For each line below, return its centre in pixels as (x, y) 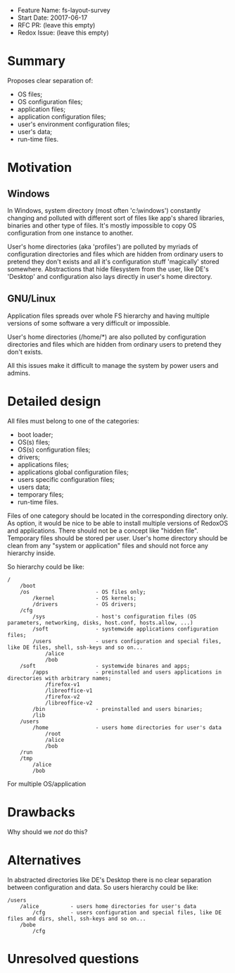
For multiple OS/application (47, 783)
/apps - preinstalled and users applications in (127, 672)
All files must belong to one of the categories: (73, 421)
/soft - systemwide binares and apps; (105, 666)
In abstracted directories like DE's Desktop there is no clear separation (110, 879)
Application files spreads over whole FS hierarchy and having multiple (108, 316)
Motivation (40, 168)
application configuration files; (62, 116)
